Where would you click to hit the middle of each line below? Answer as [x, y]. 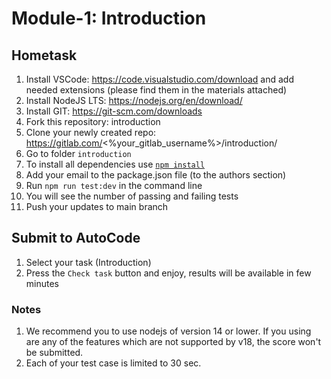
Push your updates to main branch [97, 206]
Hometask [44, 55]
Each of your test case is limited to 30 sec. [113, 363]
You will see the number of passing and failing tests [132, 196]
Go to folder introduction [78, 153]
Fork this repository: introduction [93, 121]
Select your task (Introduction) [88, 262]
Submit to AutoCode [76, 238]
